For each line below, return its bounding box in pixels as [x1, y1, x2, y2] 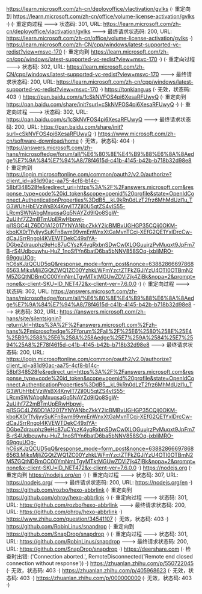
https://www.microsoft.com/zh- [97, 130, 176, 137]
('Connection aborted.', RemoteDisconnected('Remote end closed [29, 553, 194, 560]
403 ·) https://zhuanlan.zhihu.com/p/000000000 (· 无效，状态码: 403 [19, 574, 192, 581]
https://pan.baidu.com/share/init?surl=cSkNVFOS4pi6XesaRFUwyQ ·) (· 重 [6, 101, 191, 108]
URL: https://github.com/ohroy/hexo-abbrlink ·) [6, 508, 123, 515]
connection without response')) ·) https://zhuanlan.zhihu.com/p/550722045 [6, 560, 194, 567]
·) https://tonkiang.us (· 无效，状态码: [99, 86, 191, 93]
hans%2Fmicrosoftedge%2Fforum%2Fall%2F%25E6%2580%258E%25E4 [6, 327, 192, 335]
